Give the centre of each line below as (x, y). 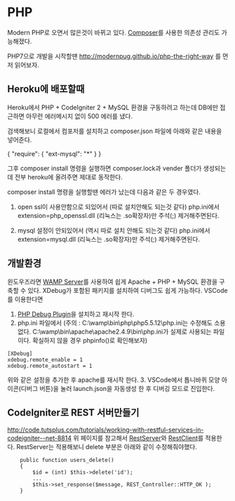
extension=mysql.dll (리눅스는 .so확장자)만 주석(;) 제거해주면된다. (109, 239)
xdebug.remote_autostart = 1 (50, 366)
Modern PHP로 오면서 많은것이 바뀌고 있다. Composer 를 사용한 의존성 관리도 (114, 32)
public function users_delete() (67, 460)
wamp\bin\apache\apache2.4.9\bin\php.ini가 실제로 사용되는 (126, 331)
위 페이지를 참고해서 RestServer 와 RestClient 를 (139, 438)
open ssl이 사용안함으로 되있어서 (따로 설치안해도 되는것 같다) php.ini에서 (118, 207)
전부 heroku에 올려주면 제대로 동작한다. (68, 177)
